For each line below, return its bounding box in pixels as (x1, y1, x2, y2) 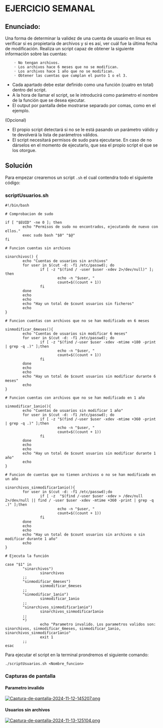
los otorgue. (12, 148, 37, 153)
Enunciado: (5, 22, 41, 31)
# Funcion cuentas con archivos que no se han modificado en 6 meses (5, 319, 150, 323)
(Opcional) (5, 117, 26, 123)
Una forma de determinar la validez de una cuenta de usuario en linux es (5, 35, 151, 41)
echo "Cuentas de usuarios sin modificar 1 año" (22, 408, 123, 413)
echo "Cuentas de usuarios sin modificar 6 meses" (22, 331, 128, 336)
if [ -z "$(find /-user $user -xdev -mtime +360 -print (40, 417, 156, 422)
